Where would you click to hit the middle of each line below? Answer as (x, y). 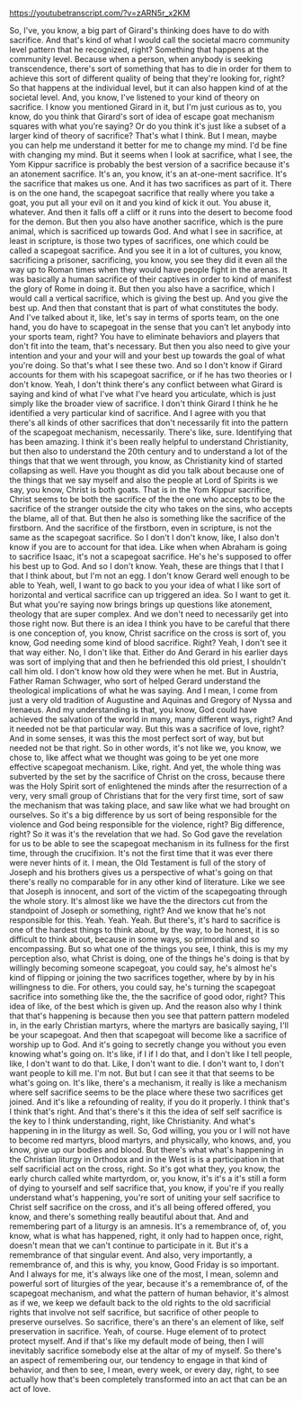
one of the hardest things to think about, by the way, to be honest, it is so (145, 930)
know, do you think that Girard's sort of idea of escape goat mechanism (142, 117)
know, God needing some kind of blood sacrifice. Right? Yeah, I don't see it (148, 642)
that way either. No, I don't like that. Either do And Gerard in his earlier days (149, 652)
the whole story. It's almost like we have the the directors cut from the (138, 901)
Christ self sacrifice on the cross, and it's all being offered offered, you (140, 1207)
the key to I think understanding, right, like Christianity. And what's (133, 1121)
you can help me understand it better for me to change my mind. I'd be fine (148, 145)
